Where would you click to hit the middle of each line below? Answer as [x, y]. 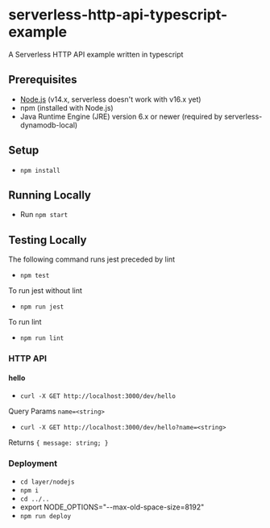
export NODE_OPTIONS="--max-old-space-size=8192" [112, 507]
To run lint [25, 322]
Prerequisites [43, 80]
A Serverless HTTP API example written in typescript [96, 54]
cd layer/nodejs [47, 482]
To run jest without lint [46, 291]
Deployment [33, 463]
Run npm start [44, 215]
